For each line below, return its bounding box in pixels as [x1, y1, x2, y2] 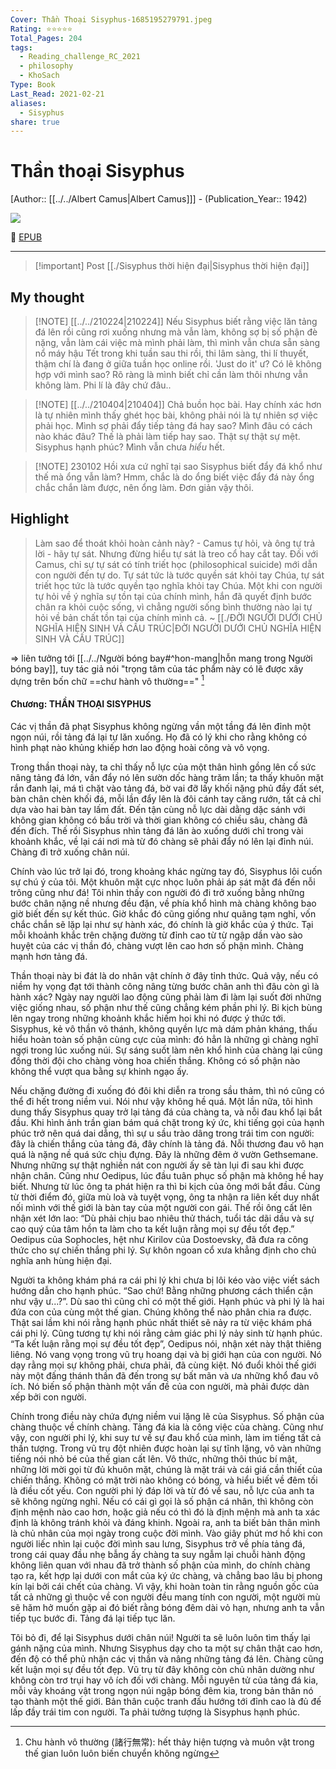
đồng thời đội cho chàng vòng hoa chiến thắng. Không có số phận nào [10, 1054, 301, 1066]
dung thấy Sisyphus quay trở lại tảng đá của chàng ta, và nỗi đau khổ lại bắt [10, 1106, 323, 1118]
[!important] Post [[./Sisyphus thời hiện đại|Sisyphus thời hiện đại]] [34, 260, 310, 272]
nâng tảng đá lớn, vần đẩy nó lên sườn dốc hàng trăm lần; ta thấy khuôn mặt [10, 771, 324, 783]
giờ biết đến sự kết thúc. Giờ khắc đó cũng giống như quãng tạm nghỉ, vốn [10, 907, 317, 920]
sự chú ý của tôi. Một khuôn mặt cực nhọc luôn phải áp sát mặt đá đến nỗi [10, 876, 316, 888]
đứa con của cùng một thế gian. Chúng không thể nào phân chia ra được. [10, 1306, 312, 1318]
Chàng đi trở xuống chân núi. [10, 846, 130, 858]
